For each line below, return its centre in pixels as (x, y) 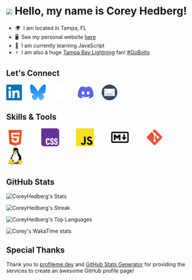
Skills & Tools (31, 117)
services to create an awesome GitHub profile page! (70, 271)
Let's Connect (33, 73)
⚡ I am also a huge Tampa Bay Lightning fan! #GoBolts (82, 52)
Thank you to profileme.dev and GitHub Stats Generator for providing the (96, 264)
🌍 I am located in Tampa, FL (50, 28)
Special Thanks (35, 250)
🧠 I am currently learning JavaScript (60, 45)
